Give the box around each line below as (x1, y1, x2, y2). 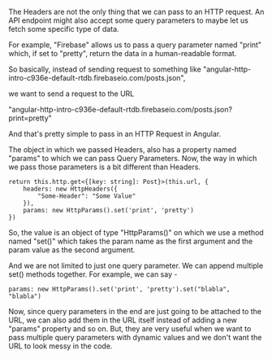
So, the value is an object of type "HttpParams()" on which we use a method (8, 228, 264, 237)
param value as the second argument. (8, 245, 136, 255)
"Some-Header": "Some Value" (37, 192, 136, 200)
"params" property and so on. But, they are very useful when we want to (8, 324, 252, 333)
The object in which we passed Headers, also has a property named (8, 145, 237, 154)
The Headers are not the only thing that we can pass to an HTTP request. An (8, 7, 265, 16)
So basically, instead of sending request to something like (8, 64, 201, 74)
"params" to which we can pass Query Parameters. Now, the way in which (8, 154, 257, 163)
